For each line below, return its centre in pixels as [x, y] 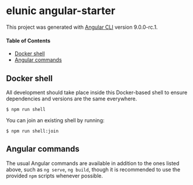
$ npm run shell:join [32, 131]
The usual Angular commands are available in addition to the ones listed [93, 163]
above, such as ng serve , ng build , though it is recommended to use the [93, 169]
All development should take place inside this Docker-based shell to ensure [97, 92]
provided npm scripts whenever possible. [55, 176]
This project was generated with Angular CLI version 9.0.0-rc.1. [82, 27]
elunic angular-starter [61, 11]
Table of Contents [28, 41]
